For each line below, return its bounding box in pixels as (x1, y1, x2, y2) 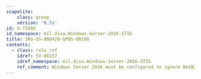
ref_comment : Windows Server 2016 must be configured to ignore (17, 64, 181, 70)
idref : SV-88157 (17, 53, 58, 59)
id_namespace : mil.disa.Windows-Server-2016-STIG (6, 31, 133, 37)
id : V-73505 (6, 25, 36, 31)
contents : (6, 42, 31, 48)
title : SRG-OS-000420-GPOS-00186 (6, 36, 90, 42)
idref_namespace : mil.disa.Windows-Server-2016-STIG (17, 58, 151, 64)
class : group (17, 14, 50, 20)
